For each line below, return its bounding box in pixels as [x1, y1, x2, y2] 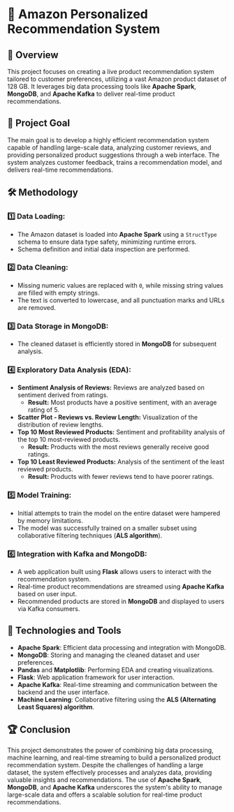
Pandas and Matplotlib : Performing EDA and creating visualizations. [17, 665, 214, 674]
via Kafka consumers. [17, 604, 80, 613]
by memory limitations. [17, 516, 84, 524]
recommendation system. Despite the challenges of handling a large [7, 760, 204, 769]
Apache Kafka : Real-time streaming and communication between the [17, 680, 218, 688]
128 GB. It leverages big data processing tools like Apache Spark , [7, 82, 197, 90]
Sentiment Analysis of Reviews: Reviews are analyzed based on [17, 383, 205, 392]
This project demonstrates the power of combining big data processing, [7, 746, 214, 754]
